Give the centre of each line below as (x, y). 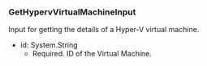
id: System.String (49, 45)
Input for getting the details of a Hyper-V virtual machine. (104, 30)
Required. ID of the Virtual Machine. (92, 54)
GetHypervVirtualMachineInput (72, 12)
